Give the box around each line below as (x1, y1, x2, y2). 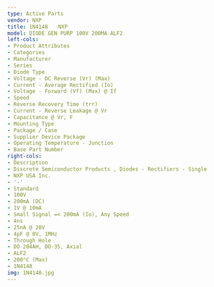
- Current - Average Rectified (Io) (7, 82, 114, 88)
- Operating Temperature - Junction (7, 140, 114, 147)
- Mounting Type (7, 120, 54, 127)
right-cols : (7, 153, 42, 160)
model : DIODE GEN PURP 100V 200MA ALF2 (7, 29, 123, 37)
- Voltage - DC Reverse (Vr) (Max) (7, 75, 111, 82)
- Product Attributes (7, 42, 70, 49)
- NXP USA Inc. (7, 172, 52, 179)
